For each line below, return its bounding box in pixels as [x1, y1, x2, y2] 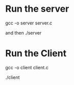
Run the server [5, 3, 69, 15]
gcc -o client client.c [5, 64, 48, 70]
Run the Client [5, 48, 67, 59]
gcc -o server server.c [5, 20, 53, 26]
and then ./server [5, 30, 42, 36]
